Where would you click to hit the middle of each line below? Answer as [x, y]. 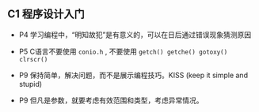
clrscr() [33, 59]
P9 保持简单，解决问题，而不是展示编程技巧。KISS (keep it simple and [133, 75]
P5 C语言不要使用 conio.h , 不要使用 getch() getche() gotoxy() [123, 51]
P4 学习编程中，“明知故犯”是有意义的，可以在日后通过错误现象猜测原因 [135, 35]
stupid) [30, 84]
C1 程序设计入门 [46, 14]
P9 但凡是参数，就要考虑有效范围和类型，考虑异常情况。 [111, 100]
